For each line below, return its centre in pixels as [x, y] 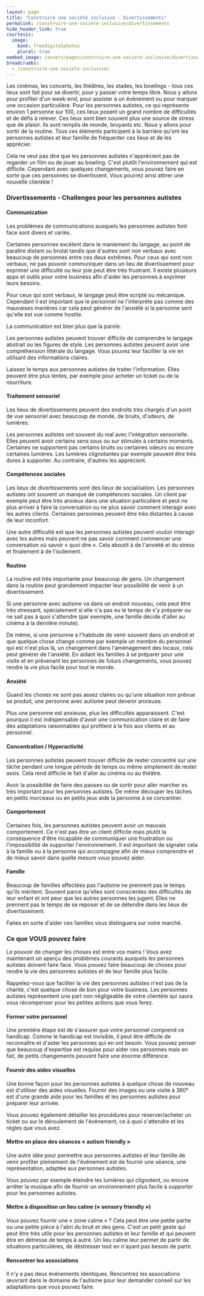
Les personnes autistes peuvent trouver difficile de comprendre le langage [100, 338]
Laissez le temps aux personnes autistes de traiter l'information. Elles [93, 369]
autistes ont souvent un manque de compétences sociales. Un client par [97, 494]
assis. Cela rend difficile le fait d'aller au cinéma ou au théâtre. [84, 773]
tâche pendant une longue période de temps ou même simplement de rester [102, 766]
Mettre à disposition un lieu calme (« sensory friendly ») [79, 1207]
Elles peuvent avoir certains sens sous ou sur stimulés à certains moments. [100, 441]
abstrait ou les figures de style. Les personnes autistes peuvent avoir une [98, 344]
